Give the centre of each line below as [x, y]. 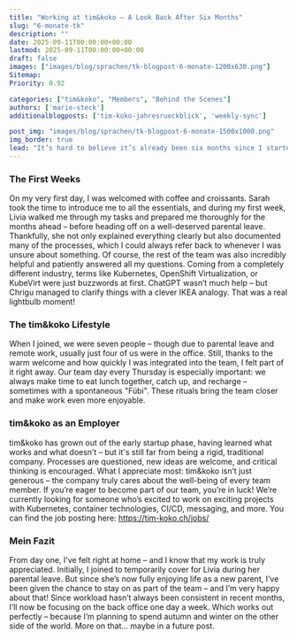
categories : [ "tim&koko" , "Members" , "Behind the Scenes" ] [120, 99]
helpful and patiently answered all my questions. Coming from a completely [147, 264]
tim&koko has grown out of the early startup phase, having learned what [141, 443]
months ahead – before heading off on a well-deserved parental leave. [137, 227]
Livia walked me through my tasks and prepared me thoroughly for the [137, 217]
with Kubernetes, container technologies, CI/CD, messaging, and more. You [147, 508]
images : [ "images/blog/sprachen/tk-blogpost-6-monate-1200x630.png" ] [140, 67]
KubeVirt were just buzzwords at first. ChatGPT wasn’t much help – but [138, 283]
